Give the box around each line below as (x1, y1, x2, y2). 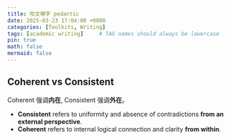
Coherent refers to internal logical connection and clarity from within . (17, 124, 221, 133)
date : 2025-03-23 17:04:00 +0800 (7, 17, 106, 24)
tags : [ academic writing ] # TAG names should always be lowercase (7, 30, 220, 37)
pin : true (7, 37, 37, 44)
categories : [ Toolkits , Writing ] (7, 23, 106, 30)
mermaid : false (7, 50, 52, 57)
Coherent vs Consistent (7, 76, 114, 88)
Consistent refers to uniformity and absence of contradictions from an (17, 110, 224, 118)
